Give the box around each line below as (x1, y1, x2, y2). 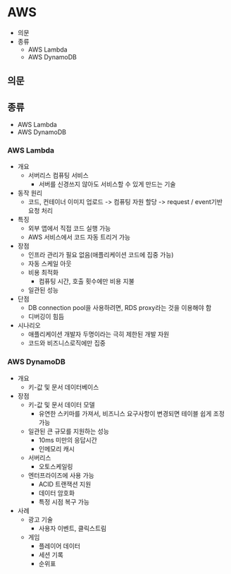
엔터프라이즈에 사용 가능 (27, 471, 95, 479)
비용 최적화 (27, 268, 58, 277)
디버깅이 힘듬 (27, 312, 65, 321)
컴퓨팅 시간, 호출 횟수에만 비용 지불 (38, 277, 135, 286)
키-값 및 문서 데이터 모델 (27, 400, 95, 409)
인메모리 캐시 (38, 444, 75, 453)
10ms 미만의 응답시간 (38, 436, 97, 444)
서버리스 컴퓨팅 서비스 (27, 171, 89, 180)
